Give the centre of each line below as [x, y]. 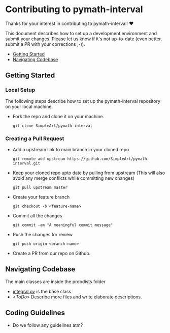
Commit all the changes [37, 215]
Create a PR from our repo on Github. [52, 253]
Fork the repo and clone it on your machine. [58, 116]
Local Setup [20, 90]
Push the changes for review [42, 234]
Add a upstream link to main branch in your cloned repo [71, 149]
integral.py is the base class [42, 291]
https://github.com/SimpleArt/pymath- [108, 159]
